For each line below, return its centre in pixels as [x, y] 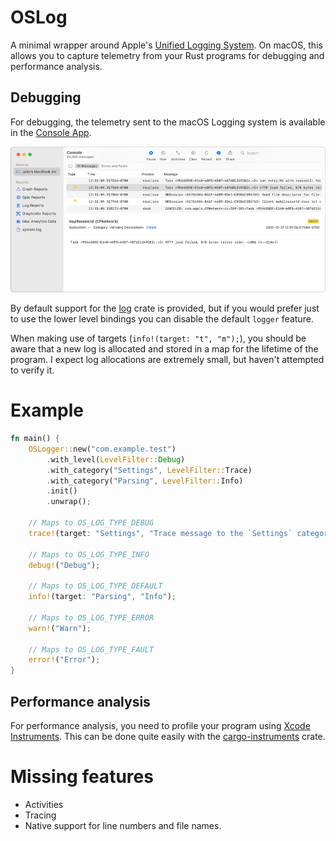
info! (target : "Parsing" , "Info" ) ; [102, 597]
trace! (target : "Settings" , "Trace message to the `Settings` [160, 533]
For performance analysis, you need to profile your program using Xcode [160, 725]
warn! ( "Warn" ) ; [60, 628]
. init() [62, 491]
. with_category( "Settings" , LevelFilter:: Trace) [149, 470]
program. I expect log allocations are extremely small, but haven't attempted [167, 360]
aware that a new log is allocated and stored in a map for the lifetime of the [164, 349]
